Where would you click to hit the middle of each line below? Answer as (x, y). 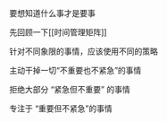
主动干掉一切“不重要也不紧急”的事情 (75, 70)
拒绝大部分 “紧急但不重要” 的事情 (70, 89)
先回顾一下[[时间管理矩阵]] (58, 32)
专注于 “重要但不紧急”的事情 (61, 109)
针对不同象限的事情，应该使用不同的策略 (83, 51)
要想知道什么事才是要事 (52, 13)
